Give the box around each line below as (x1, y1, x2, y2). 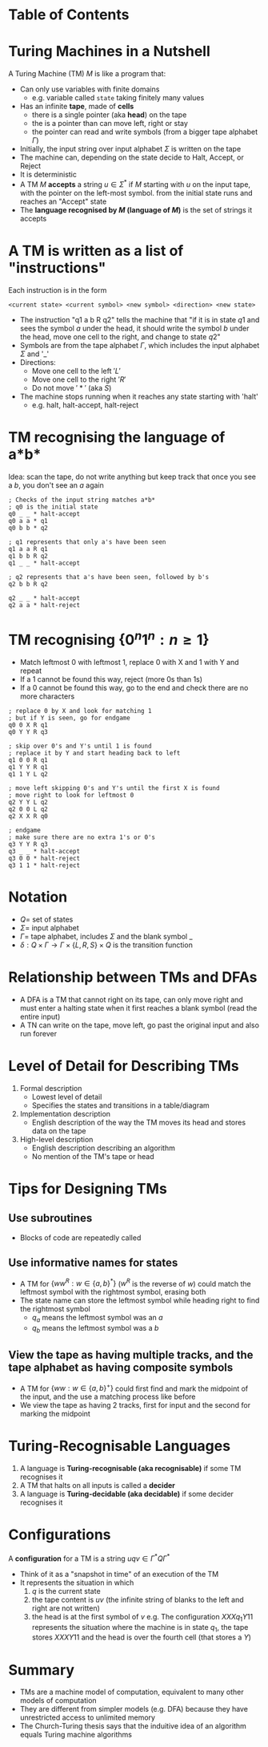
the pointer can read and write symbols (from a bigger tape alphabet (31, 127, 258, 137)
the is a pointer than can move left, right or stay (31, 119, 188, 128)
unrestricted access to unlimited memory (19, 1713, 156, 1722)
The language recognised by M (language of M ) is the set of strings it (19, 205, 253, 214)
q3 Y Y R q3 (8, 840, 48, 848)
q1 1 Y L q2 (8, 770, 48, 778)
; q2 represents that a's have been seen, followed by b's (8, 573, 210, 581)
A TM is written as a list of (8, 241, 184, 260)
